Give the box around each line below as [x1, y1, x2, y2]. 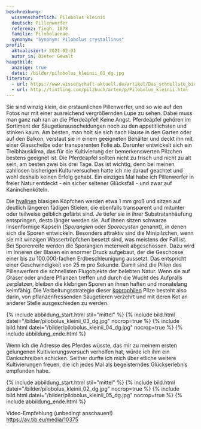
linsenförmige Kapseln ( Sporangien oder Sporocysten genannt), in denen [6, 223, 187, 230]
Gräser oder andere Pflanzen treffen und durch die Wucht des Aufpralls [6, 274, 182, 281]
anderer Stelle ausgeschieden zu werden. [6, 299, 109, 306]
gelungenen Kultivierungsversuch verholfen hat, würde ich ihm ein [6, 348, 170, 355]
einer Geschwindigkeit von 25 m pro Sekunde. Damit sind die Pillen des [6, 261, 182, 268]
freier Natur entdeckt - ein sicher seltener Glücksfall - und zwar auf [6, 179, 172, 186]
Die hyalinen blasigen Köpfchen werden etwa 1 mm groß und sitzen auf [6, 197, 181, 204]
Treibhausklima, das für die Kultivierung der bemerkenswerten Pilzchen [6, 147, 182, 155]
